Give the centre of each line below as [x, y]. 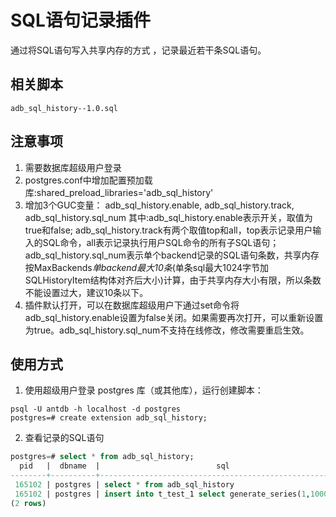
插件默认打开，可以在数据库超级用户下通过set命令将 [132, 305]
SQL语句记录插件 [80, 20]
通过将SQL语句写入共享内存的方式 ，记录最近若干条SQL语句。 [138, 50]
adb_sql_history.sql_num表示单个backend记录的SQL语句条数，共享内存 [172, 255]
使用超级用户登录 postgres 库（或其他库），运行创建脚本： [144, 390]
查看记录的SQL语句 [64, 438]
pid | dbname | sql [124, 466]
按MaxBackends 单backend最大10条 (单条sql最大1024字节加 [147, 267]
